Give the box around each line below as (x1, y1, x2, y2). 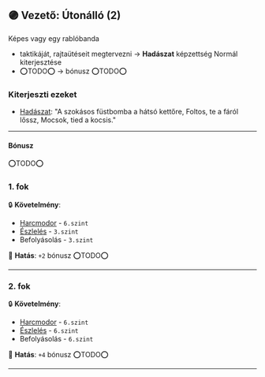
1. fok (8, 181, 29, 192)
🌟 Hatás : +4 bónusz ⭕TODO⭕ (8, 349, 109, 359)
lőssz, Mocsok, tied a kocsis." (19, 115, 117, 125)
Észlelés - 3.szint (19, 226, 79, 236)
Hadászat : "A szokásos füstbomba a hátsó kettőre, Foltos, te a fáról (19, 107, 239, 117)
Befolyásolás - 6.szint (19, 334, 94, 343)
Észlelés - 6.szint (19, 325, 79, 335)
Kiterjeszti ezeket (8, 88, 77, 99)
